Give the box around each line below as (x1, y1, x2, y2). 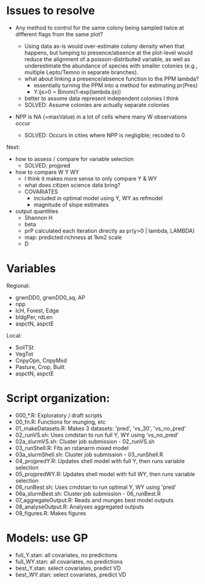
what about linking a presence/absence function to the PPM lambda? (24, 75, 199, 82)
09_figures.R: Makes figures (15, 509, 87, 516)
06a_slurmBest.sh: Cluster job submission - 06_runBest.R (15, 489, 161, 497)
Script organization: (6, 391, 110, 405)
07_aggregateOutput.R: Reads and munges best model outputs (15, 496, 174, 504)
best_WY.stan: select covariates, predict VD (15, 570, 126, 578)
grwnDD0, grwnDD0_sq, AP (15, 294, 86, 301)
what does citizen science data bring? (24, 181, 121, 189)
